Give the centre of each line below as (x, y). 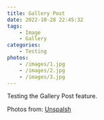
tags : (15, 26)
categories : (24, 45)
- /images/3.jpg (42, 77)
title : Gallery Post (36, 13)
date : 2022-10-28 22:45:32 (45, 20)
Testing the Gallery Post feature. (52, 96)
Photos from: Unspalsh (39, 109)
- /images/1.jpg (42, 64)
